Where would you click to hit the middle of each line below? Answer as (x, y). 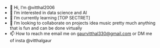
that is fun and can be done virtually (46, 28)
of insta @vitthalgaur (31, 40)
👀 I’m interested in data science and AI (48, 13)
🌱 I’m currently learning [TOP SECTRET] (50, 18)
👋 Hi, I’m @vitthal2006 (32, 8)
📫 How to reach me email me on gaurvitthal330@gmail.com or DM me (81, 33)
